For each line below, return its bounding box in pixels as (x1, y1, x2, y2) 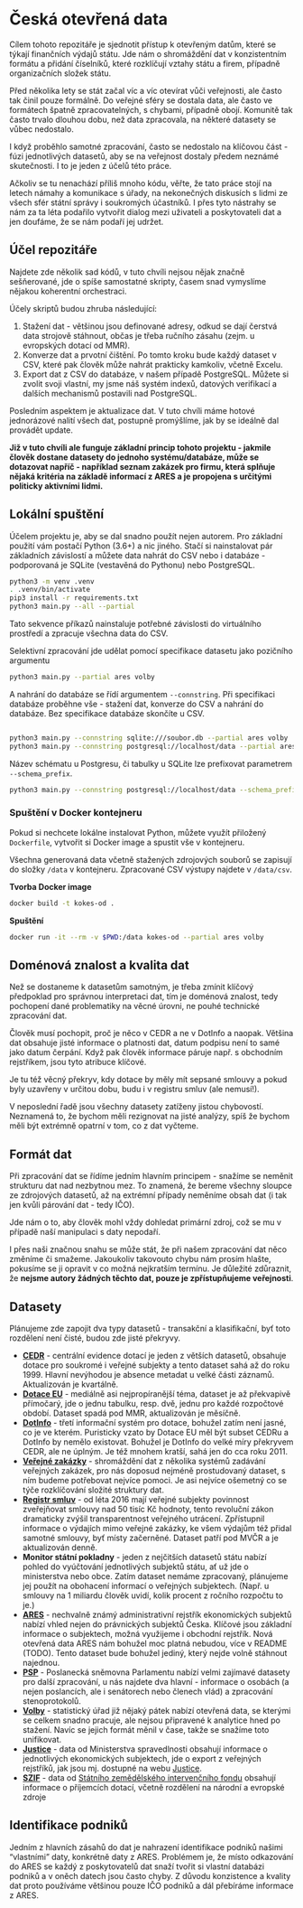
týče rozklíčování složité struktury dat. (22, 1484, 165, 1495)
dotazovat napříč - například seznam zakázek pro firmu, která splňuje (9, 461, 276, 472)
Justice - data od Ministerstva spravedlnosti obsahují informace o (22, 1744, 268, 1754)
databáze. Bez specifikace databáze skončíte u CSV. (9, 707, 205, 718)
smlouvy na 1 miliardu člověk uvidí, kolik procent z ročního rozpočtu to (22, 1590, 284, 1601)
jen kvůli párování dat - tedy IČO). (9, 1200, 135, 1211)
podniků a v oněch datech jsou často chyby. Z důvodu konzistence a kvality (9, 1870, 291, 1881)
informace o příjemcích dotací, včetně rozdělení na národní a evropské (22, 1782, 285, 1793)
